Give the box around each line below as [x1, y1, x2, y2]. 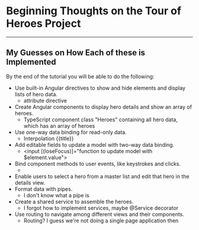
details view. [14, 179, 46, 186]
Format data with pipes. [14, 185, 73, 193]
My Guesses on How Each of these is [6, 48, 146, 58]
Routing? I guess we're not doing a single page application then [23, 217, 179, 224]
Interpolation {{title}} [23, 135, 74, 142]
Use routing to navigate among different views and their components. [14, 210, 185, 218]
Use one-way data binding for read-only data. [14, 128, 127, 136]
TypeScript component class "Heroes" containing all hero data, [23, 116, 178, 123]
